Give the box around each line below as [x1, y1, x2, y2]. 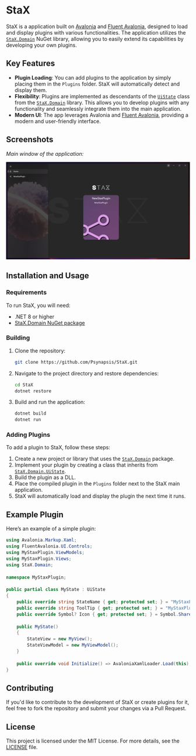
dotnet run [14, 417, 41, 423]
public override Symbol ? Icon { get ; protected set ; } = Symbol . [16, 611, 179, 617]
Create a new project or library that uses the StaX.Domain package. [14, 455, 175, 463]
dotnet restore [14, 388, 52, 394]
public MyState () [16, 624, 59, 630]
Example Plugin [6, 509, 64, 519]
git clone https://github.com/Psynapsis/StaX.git [14, 359, 138, 365]
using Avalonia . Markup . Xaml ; [6, 537, 77, 543]
